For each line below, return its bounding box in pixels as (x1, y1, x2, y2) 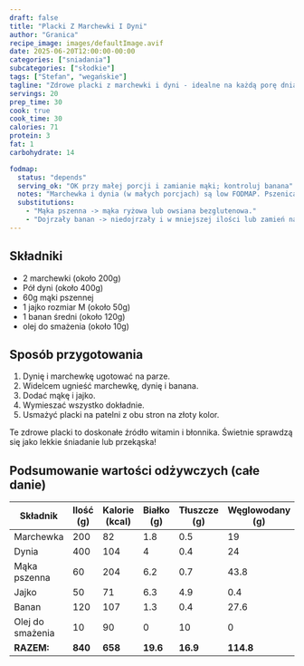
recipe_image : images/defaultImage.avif (9, 38, 165, 48)
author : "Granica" (9, 30, 79, 39)
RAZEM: (14, 642, 50, 654)
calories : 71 (9, 123, 59, 132)
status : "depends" (17, 173, 88, 182)
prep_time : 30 (9, 97, 63, 107)
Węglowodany (227, 504, 291, 516)
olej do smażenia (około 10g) (22, 321, 129, 332)
